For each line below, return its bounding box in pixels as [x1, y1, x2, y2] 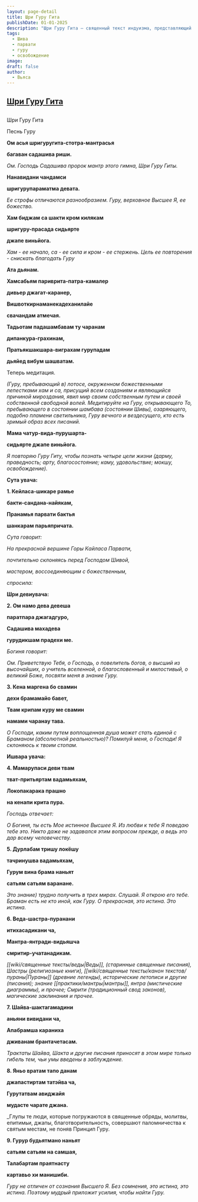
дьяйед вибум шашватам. [6, 358, 75, 365]
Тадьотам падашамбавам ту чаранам [6, 323, 105, 330]
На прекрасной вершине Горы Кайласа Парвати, [6, 545, 132, 552]
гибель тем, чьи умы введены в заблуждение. [6, 1056, 123, 1063]
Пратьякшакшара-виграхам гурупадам [6, 346, 111, 353]
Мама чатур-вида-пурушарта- [6, 429, 87, 437]
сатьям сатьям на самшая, [6, 1148, 77, 1155]
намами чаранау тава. [6, 718, 65, 725]
